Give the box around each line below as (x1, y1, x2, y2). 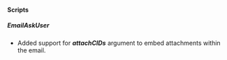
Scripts (7, 6, 29, 14)
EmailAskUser (7, 21, 50, 30)
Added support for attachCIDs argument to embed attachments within (17, 39, 221, 47)
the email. (17, 46, 46, 54)
